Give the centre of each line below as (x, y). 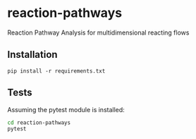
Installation (32, 55)
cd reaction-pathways (39, 122)
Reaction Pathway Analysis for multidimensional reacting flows (98, 32)
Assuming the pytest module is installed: (66, 109)
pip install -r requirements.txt (56, 71)
